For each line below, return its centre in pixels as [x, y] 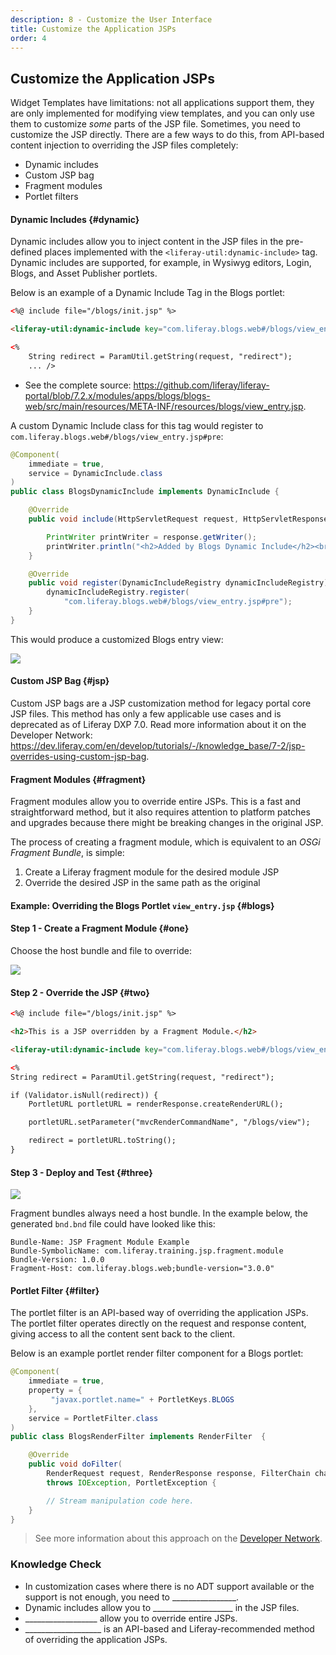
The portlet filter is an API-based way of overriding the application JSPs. [159, 1313]
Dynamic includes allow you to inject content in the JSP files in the [147, 242]
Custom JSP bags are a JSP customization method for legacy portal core [161, 703]
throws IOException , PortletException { [131, 1482]
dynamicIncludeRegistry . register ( [118, 592]
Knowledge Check [56, 1564]
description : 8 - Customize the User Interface [111, 19]
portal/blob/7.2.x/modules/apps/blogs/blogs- [117, 395]
